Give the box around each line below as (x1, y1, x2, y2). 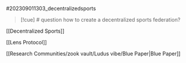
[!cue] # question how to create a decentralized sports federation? (20, 16, 181, 23)
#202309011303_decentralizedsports (6, 5, 97, 12)
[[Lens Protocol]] (6, 39, 47, 45)
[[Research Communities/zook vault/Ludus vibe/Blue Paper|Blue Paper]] (6, 50, 181, 57)
